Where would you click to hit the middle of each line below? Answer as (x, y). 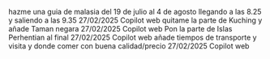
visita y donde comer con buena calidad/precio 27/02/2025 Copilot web (129, 46)
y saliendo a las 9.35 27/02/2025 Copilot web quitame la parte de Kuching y (135, 20)
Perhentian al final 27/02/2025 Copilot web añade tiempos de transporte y (133, 37)
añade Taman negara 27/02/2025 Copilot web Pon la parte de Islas (120, 29)
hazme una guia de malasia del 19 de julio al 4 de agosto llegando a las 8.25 (135, 12)
